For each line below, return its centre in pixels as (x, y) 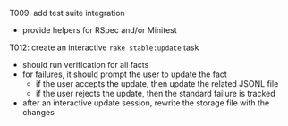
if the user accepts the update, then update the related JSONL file (157, 84)
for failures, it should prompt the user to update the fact (125, 74)
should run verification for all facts (85, 65)
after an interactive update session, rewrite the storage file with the (146, 103)
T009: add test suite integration (67, 13)
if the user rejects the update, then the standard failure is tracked (155, 93)
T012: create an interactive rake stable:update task (104, 47)
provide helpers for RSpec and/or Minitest (99, 30)
